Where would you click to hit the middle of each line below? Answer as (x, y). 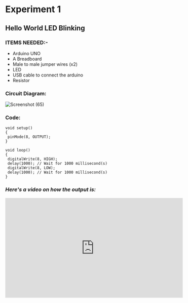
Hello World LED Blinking (45, 28)
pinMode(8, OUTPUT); (29, 137)
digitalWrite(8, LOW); (31, 168)
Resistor (21, 80)
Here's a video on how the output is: (51, 190)
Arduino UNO (27, 53)
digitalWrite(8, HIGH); (32, 159)
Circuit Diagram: (26, 93)
